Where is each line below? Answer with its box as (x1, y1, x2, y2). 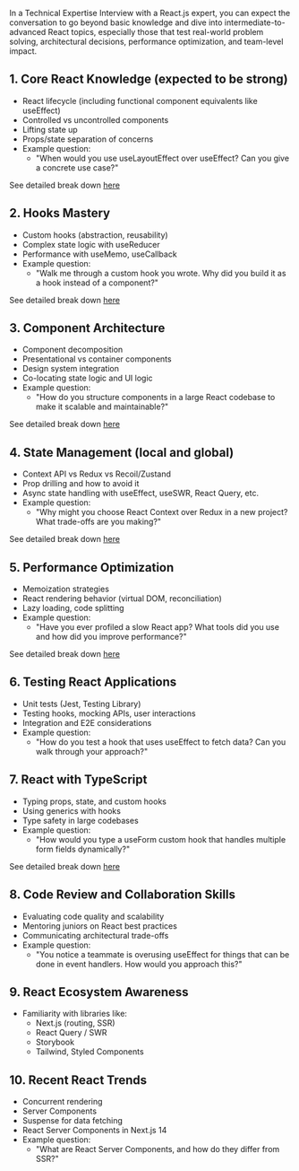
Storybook (35, 1036, 74, 1048)
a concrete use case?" (35, 162, 119, 173)
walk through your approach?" (35, 746, 149, 756)
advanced (9, 27, 47, 37)
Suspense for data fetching (21, 1115, 124, 1126)
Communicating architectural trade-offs (21, 930, 169, 940)
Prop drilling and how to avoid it (21, 478, 140, 489)
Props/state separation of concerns (21, 134, 154, 144)
